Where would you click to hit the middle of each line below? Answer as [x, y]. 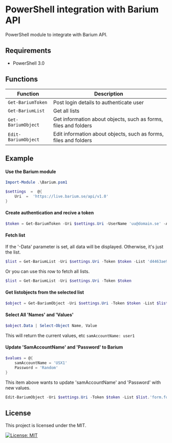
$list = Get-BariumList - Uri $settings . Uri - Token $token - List [75, 261]
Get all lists [66, 110]
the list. [13, 252]
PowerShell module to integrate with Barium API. [56, 34]
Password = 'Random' [36, 368]
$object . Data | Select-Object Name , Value [51, 325]
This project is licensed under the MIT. [46, 426]
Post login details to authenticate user [99, 102]
